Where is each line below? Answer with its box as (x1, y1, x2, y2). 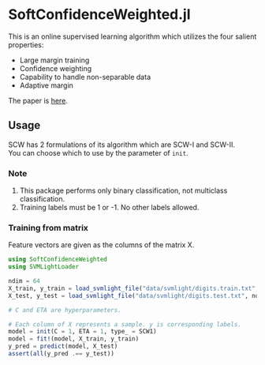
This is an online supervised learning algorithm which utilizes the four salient (8, 32, 257, 41)
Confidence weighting (19, 63, 92, 73)
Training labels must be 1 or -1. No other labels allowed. (19, 203, 200, 213)
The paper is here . (8, 96, 69, 105)
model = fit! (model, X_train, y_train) (8, 335, 140, 343)
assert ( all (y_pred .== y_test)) (8, 350, 114, 358)
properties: (8, 40, 44, 49)
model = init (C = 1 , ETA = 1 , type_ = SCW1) (8, 328, 157, 336)
